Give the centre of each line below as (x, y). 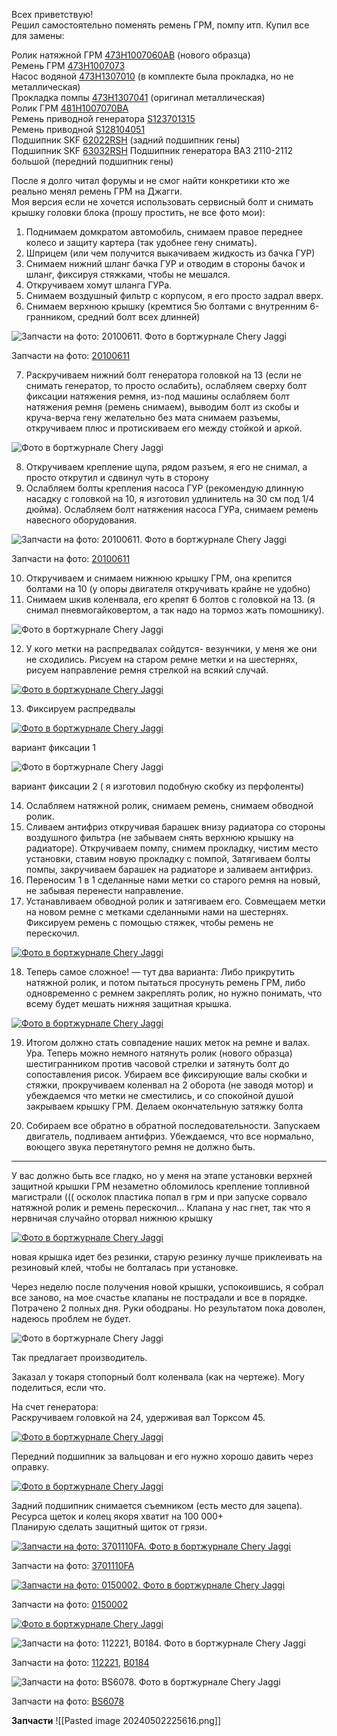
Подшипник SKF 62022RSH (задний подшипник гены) (126, 140)
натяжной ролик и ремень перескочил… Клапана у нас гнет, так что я (161, 1207)
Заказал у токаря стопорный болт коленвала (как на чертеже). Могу (158, 1377)
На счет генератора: (55, 1407)
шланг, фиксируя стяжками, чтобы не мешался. (128, 274)
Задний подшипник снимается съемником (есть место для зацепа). (157, 1505)
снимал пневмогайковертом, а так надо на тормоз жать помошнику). (175, 610)
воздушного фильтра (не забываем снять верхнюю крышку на (159, 837)
